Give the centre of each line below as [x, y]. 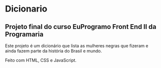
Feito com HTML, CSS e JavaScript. [41, 60]
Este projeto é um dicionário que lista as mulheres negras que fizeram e [77, 46]
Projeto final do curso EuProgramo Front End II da [81, 27]
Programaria [24, 34]
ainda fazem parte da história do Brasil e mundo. [54, 51]
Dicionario [26, 9]
